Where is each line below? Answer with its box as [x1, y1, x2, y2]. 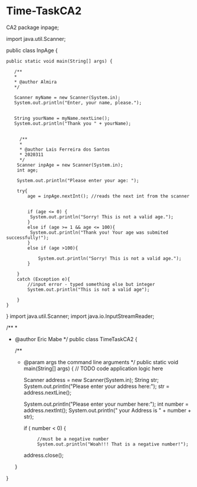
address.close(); [23, 451, 64, 459]
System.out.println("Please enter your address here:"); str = [23, 383, 170, 390]
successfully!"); [6, 234, 49, 241]
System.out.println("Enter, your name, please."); [14, 100, 142, 106]
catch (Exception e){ [17, 276, 70, 282]
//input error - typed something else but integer [27, 281, 155, 287]
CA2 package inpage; [6, 24, 59, 31]
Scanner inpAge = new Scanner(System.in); [17, 162, 123, 168]
